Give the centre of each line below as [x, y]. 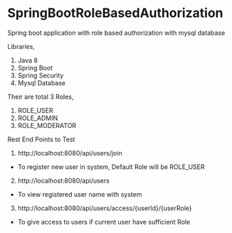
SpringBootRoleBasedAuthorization [115, 13]
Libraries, [21, 46]
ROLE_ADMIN [38, 118]
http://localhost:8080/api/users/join [70, 153]
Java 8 [27, 60]
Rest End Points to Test [41, 139]
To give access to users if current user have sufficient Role [104, 222]
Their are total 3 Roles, [41, 97]
